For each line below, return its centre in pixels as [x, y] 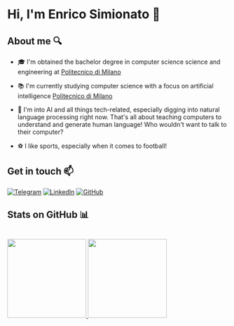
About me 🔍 [35, 41]
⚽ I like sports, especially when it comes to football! [92, 146]
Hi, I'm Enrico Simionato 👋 [84, 14]
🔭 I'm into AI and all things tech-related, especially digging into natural [118, 109]
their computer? [40, 132]
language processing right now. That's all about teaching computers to [119, 117]
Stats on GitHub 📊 [48, 215]
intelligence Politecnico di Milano [65, 96]
